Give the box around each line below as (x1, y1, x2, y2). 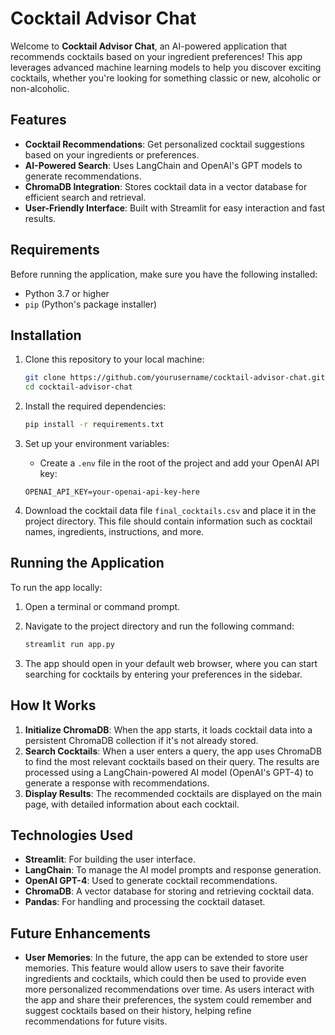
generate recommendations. (24, 170, 142, 182)
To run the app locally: (10, 581, 103, 593)
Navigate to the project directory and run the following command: (24, 620, 295, 632)
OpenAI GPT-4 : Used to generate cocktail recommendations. (24, 875, 278, 887)
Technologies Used (10, 827, 133, 844)
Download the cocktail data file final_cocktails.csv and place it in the (24, 505, 317, 516)
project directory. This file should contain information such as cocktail (24, 515, 313, 527)
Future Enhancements (10, 925, 152, 942)
